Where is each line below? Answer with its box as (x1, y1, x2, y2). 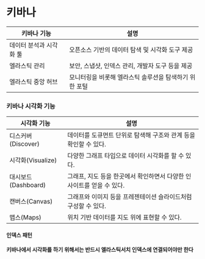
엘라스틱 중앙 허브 (9, 77, 58, 86)
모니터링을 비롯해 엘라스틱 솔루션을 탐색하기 (69, 73, 189, 81)
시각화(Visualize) (9, 156, 57, 165)
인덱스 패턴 (6, 231, 32, 238)
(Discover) (9, 140, 40, 148)
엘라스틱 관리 (9, 62, 45, 70)
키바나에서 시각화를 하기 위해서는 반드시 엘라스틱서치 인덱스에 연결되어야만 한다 (6, 246, 194, 254)
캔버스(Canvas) (9, 197, 53, 206)
